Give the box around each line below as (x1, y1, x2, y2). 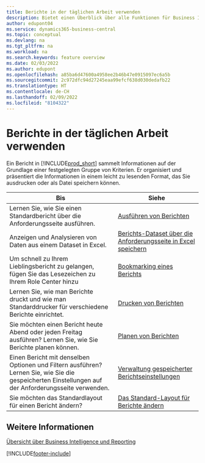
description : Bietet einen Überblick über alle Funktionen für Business (6, 15, 195, 21)
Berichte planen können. (9, 343, 79, 352)
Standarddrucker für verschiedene (9, 302, 109, 311)
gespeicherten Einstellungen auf (9, 376, 103, 384)
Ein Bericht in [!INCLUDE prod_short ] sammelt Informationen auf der (6, 160, 176, 167)
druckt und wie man (9, 295, 67, 303)
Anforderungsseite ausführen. (9, 219, 96, 228)
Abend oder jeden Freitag (9, 328, 82, 336)
